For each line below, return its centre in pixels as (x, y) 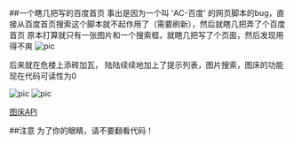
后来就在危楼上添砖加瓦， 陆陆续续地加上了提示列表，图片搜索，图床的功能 (147, 65)
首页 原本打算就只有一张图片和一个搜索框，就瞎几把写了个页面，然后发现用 (147, 35)
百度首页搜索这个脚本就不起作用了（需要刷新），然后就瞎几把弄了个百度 (155, 24)
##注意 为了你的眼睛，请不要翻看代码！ (81, 130)
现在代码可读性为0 (43, 76)
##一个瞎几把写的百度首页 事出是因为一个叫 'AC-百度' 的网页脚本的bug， (143, 13)
